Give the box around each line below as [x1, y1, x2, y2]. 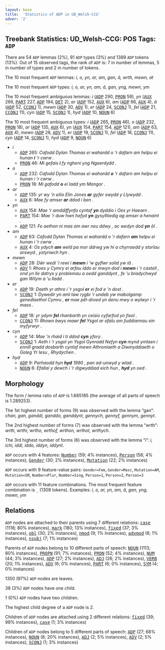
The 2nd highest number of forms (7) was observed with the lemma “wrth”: [5, 422, 158, 428]
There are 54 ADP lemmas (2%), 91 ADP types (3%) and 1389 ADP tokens [5, 54, 149, 60]
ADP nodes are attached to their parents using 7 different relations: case [5, 519, 151, 525]
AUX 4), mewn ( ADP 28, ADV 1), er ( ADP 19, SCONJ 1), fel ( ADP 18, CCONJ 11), [5, 130, 155, 136]
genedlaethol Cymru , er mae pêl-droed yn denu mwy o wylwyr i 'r [19, 297, 156, 303]
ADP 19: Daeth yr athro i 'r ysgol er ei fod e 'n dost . [19, 286, 124, 292]
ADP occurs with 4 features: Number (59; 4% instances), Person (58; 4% [5, 452, 153, 458]
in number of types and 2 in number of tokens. [5, 65, 100, 71]
